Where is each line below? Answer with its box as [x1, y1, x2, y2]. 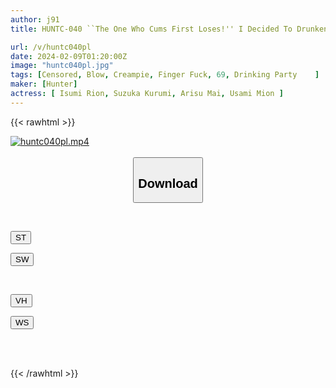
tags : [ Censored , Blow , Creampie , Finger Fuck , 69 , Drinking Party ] [10, 70, 320, 80]
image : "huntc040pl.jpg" [10, 61, 114, 71]
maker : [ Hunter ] [10, 79, 78, 90]
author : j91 [10, 14, 60, 25]
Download [138, 176, 198, 191]
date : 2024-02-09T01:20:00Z [10, 51, 128, 61]
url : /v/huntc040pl [10, 42, 92, 52]
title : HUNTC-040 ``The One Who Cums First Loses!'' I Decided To [10, 24, 293, 34]
